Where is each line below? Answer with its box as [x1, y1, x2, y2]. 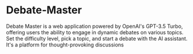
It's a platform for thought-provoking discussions [6, 41, 124, 48]
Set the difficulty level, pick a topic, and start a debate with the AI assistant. [6, 35, 188, 42]
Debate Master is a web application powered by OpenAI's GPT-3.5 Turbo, [6, 23, 183, 30]
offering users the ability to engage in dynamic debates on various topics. [6, 28, 184, 35]
